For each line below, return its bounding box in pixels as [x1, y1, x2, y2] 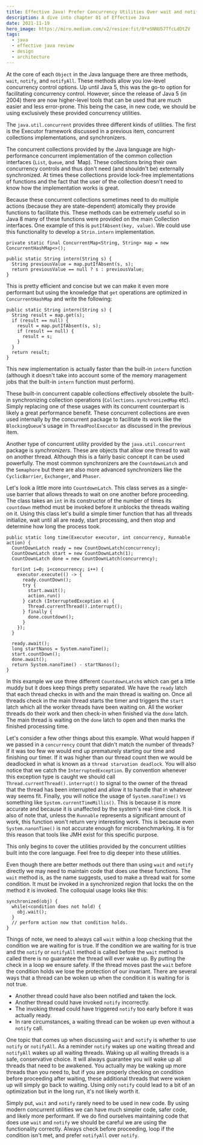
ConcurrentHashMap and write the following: [6, 295, 112, 302]
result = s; [22, 333, 53, 339]
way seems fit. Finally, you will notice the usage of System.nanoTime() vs [6, 792, 186, 800]
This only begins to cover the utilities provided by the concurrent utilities [6, 843, 186, 850]
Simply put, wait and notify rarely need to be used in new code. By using [6, 1099, 189, 1106]
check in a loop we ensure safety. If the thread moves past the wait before [6, 961, 192, 968]
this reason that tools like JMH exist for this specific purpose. [6, 831, 159, 838]
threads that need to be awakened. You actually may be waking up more [6, 1061, 186, 1069]
